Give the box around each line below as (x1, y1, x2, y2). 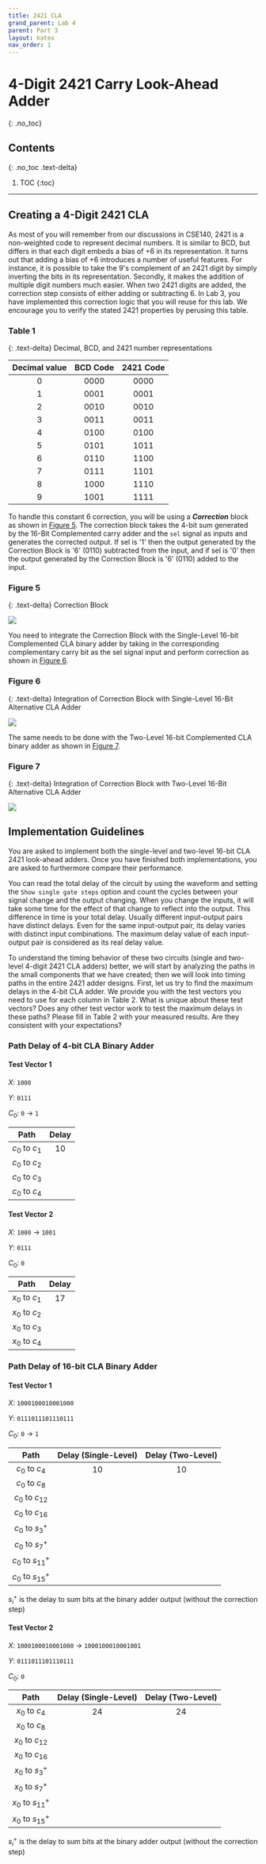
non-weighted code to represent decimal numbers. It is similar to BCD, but (8, 237, 251, 247)
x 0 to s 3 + (14, 1763, 47, 1777)
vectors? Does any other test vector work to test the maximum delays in (8, 1003, 243, 1013)
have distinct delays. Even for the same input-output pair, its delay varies (8, 920, 246, 930)
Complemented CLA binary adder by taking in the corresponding (8, 639, 219, 649)
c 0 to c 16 (13, 1506, 48, 1519)
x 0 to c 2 (12, 1307, 42, 1319)
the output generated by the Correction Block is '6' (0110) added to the (8, 553, 239, 564)
